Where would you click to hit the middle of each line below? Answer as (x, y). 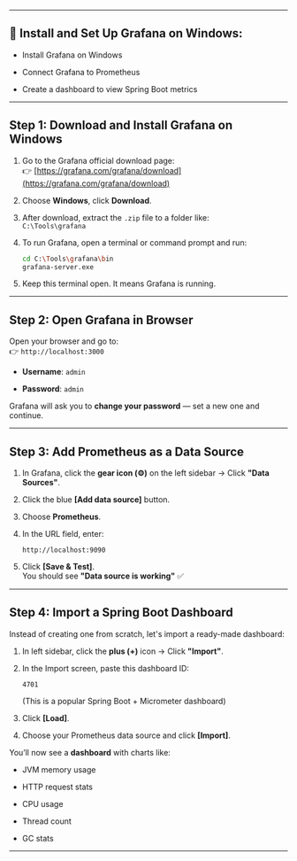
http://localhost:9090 (64, 550)
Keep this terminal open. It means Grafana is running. (119, 283)
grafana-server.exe (58, 267)
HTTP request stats (57, 787)
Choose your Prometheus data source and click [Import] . (126, 735)
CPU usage (42, 803)
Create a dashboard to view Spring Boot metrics (110, 89)
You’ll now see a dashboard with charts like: (90, 752)
